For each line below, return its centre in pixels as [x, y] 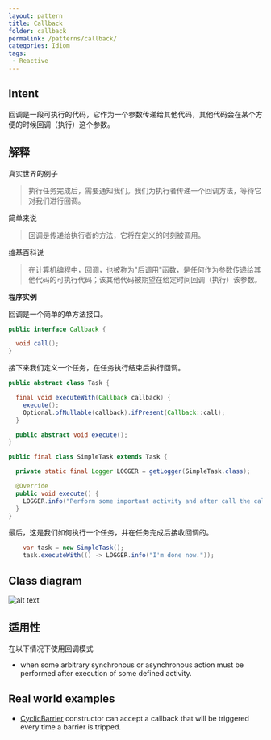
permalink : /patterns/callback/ [63, 38]
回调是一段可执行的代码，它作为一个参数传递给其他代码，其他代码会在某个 [132, 114]
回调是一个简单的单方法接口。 [58, 314]
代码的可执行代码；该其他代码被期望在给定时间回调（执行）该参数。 [148, 279]
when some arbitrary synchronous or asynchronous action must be [132, 665]
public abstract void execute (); [72, 435]
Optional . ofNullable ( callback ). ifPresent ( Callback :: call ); [124, 412]
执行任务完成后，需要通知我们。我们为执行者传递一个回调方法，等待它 [145, 190]
